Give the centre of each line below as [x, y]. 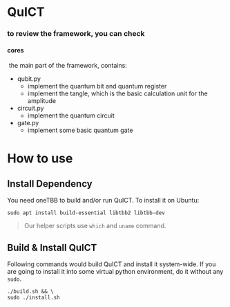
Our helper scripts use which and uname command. [95, 226]
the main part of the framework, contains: [68, 66]
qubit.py [29, 79]
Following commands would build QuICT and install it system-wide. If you [112, 264]
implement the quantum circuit [71, 115]
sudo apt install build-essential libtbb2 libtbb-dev [86, 213]
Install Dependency [50, 184]
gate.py [28, 123]
